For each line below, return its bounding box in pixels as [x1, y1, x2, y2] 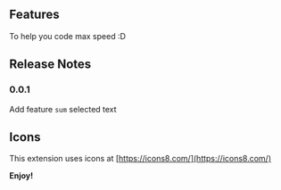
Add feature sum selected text [9, 103, 118, 114]
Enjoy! [9, 170, 34, 181]
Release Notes [9, 57, 92, 72]
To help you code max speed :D [9, 30, 127, 41]
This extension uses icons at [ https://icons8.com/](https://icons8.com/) [9, 153, 272, 164]
